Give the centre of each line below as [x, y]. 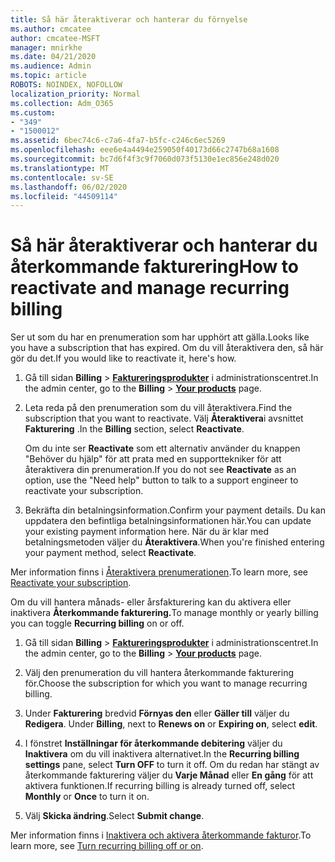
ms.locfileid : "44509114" [64, 196]
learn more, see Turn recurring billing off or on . [107, 846]
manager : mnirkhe [46, 47]
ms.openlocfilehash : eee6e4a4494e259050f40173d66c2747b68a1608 [145, 150]
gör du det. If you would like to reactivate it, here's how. [123, 358]
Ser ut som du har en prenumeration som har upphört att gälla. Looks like [160, 337]
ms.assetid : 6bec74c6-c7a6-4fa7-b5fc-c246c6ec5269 [118, 141]
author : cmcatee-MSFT [55, 38]
